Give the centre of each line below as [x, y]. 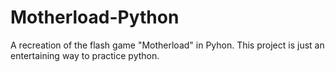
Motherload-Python [95, 17]
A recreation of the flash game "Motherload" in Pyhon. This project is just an [167, 45]
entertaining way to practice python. [85, 55]
